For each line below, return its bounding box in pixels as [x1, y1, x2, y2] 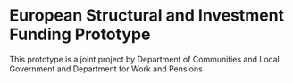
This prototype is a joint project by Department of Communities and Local [9, 54, 280, 64]
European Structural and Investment [9, 5, 284, 26]
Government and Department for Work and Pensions [9, 63, 203, 74]
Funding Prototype [9, 24, 151, 45]
